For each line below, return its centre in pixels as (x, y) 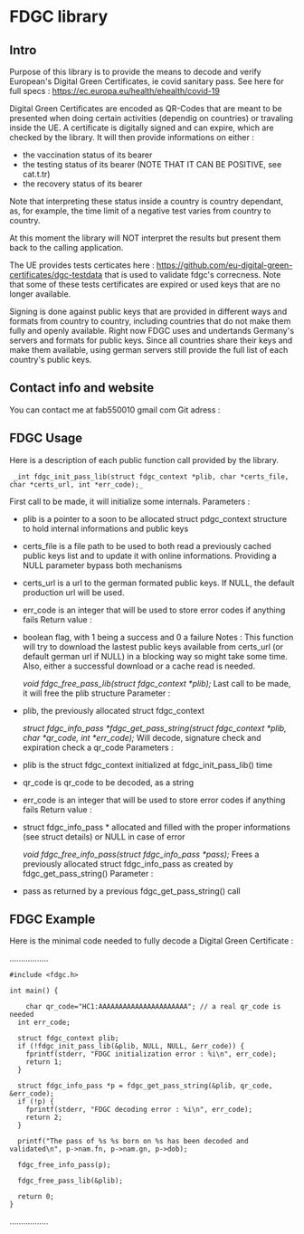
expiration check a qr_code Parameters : (98, 747)
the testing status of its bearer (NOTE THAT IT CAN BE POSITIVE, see (152, 164)
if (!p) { (36, 1102)
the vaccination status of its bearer (87, 155)
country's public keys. (51, 360)
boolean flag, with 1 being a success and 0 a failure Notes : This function (158, 637)
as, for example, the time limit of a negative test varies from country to (140, 211)
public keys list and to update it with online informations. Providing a (150, 555)
